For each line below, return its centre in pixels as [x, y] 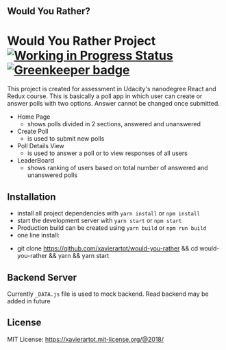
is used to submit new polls [66, 139]
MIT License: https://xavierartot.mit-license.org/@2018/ [86, 339]
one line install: [38, 235]
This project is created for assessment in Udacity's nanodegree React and [112, 89]
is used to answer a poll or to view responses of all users [108, 153]
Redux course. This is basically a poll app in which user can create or [105, 96]
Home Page [34, 117]
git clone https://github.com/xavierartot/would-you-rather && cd [108, 248]
